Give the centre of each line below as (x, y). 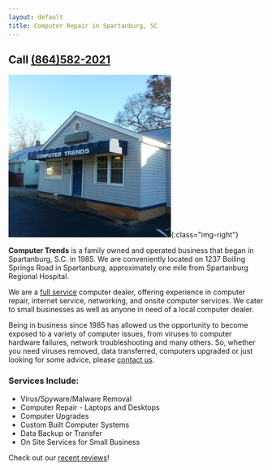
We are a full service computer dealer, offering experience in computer (127, 292)
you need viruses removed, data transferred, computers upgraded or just (131, 351)
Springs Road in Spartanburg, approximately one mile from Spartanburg (129, 268)
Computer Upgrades (54, 416)
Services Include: (44, 381)
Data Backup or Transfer (61, 433)
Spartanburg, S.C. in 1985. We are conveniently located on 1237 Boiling (127, 259)
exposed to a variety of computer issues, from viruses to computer (120, 334)
